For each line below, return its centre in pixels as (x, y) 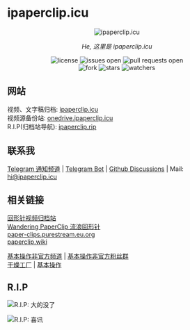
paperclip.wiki (27, 242)
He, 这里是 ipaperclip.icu (117, 46)
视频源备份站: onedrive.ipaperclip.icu (60, 118)
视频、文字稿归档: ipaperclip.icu (53, 109)
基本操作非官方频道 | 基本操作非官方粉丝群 (68, 256)
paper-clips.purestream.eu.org (51, 235)
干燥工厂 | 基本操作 (34, 265)
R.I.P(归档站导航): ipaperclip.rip (52, 126)
